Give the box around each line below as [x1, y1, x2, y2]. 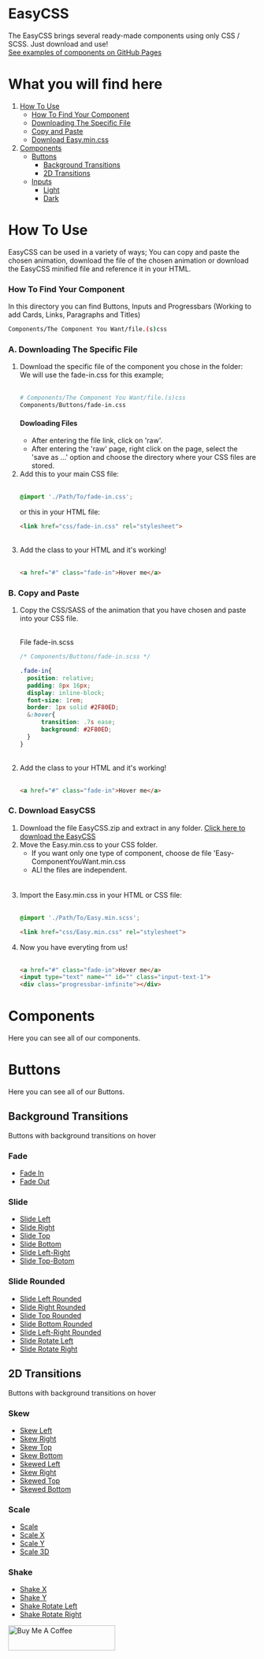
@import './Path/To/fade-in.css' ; [19, 493, 133, 501]
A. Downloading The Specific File [8, 344, 138, 355]
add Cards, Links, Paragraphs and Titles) [8, 310, 141, 319]
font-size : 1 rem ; [27, 696, 84, 704]
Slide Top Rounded [19, 1310, 82, 1320]
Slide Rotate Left [19, 1336, 73, 1345]
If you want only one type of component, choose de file [31, 848, 212, 858]
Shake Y [19, 1593, 47, 1602]
